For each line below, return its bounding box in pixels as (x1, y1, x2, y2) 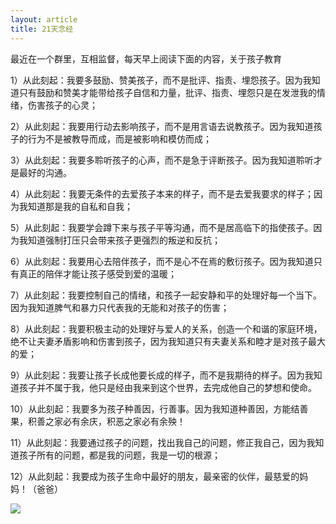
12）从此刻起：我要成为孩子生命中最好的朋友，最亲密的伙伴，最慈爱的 (10, 470, 300, 482)
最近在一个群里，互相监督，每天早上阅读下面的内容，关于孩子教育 (10, 52, 282, 65)
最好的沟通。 (18, 166, 72, 178)
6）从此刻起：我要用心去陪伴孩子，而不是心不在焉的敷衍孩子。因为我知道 (10, 255, 314, 267)
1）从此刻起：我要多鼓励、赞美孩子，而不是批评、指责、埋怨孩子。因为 (10, 74, 303, 86)
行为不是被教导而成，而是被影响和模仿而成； (27, 132, 212, 145)
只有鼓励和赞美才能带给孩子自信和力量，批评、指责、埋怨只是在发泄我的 (18, 86, 317, 98)
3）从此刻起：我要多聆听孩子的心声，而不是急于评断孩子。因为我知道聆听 (10, 154, 314, 166)
